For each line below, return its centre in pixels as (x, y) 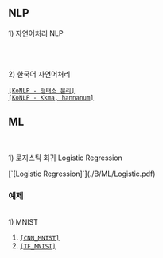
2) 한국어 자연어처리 (39, 74)
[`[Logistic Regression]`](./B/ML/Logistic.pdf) (82, 174)
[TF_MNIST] (38, 246)
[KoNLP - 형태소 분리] (42, 91)
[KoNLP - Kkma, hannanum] (51, 98)
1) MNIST (23, 221)
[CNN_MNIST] (39, 238)
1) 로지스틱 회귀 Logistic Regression (66, 158)
